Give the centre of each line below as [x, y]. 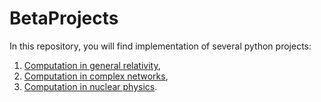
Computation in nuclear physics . [90, 86]
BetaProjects [64, 18]
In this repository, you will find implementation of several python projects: [160, 46]
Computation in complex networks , [96, 76]
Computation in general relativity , [92, 65]
